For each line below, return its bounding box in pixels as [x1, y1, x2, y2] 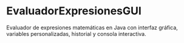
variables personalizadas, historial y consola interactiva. [6, 30, 147, 37]
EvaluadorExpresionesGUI [6, 4, 141, 18]
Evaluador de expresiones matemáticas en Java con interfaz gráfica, [6, 24, 178, 31]
